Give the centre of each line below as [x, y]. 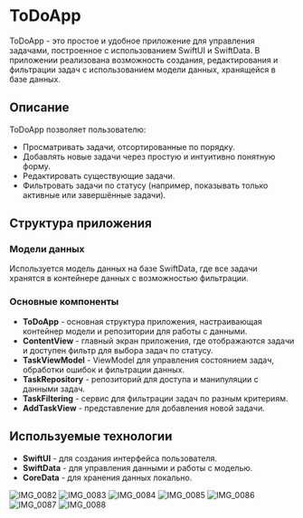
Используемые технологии [91, 436]
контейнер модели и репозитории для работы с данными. [135, 331]
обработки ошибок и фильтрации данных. [104, 369]
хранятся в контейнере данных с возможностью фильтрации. [129, 278]
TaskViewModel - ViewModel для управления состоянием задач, [148, 360]
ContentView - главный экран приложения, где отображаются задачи [158, 341]
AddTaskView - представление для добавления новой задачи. [143, 408]
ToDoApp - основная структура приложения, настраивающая [142, 321]
